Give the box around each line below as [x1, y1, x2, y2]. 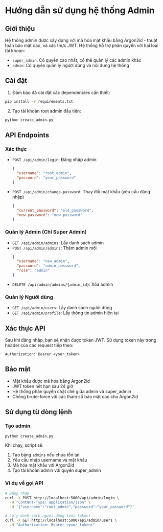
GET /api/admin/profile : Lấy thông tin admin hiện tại [12, 310, 119, 316]
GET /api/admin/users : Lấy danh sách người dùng [12, 305, 113, 311]
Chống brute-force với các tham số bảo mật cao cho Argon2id [12, 393, 138, 399]
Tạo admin [5, 422, 31, 429]
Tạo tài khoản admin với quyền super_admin [12, 467, 101, 473]
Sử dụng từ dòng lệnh [5, 408, 72, 416]
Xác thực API [5, 324, 46, 332]
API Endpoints [5, 131, 49, 139]
